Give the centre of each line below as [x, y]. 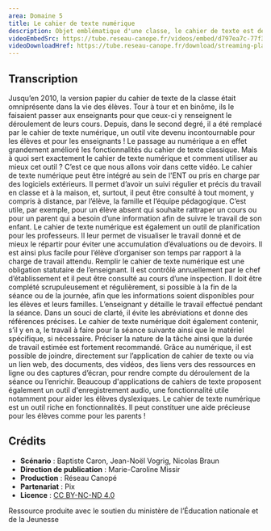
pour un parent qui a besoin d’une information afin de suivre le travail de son [135, 218]
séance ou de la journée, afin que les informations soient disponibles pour [131, 295]
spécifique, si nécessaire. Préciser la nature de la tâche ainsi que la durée [131, 338]
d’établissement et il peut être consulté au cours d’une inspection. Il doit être [135, 278]
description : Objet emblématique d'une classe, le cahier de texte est [131, 31]
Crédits [27, 441]
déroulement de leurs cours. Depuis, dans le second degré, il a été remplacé [135, 124]
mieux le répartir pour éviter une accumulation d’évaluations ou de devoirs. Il [135, 244]
